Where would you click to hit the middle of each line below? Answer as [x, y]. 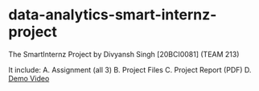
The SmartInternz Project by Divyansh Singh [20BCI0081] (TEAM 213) [124, 54]
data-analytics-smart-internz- [113, 15]
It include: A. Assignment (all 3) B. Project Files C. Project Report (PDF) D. [130, 69]
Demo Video [29, 78]
